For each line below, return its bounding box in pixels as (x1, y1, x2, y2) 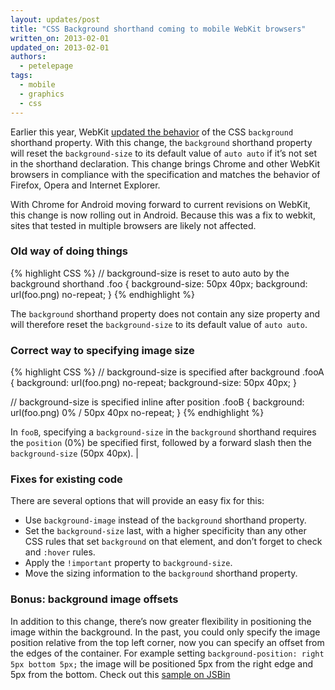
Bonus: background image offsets (10, 592, 179, 606)
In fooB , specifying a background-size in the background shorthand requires (10, 426, 317, 438)
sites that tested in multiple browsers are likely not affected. (10, 219, 257, 231)
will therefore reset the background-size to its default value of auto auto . (10, 318, 308, 330)
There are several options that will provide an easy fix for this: (10, 495, 265, 507)
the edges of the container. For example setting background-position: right (10, 647, 325, 659)
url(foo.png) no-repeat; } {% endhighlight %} (10, 288, 196, 300)
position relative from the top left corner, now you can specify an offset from (10, 636, 325, 648)
